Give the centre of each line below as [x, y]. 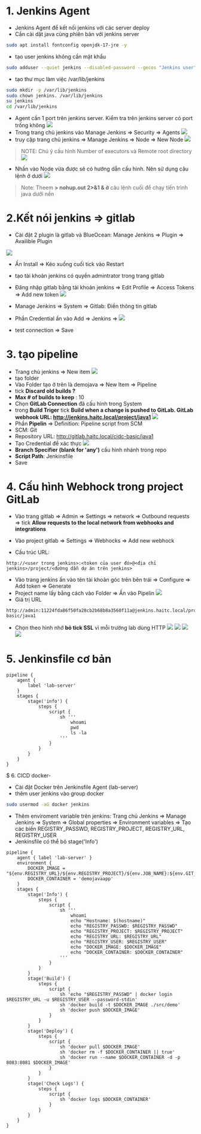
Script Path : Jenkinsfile [44, 456]
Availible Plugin [33, 241]
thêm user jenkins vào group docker [60, 793]
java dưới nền [37, 194]
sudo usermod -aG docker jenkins [48, 804]
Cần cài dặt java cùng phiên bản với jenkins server [77, 34]
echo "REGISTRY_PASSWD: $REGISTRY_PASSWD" [124, 926]
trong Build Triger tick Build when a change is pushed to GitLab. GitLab [104, 410]
